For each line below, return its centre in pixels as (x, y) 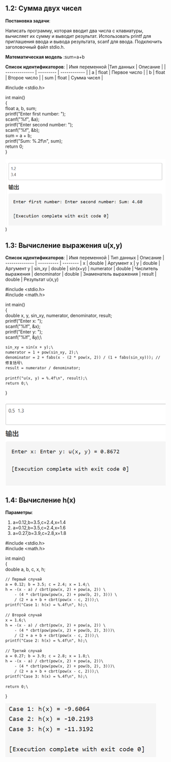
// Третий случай (24, 651)
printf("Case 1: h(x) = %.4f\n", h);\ (46, 605)
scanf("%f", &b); (22, 130)
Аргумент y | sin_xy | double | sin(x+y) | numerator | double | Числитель (82, 268)
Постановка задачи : (28, 20)
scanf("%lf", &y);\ (24, 337)
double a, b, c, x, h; (25, 569)
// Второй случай (24, 615)
